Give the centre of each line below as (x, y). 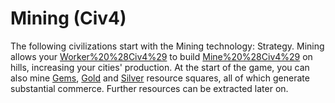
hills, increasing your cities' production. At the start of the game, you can (160, 67)
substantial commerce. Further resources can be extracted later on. (149, 88)
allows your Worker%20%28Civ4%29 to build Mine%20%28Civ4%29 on (161, 56)
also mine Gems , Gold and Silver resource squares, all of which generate (160, 78)
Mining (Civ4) (68, 18)
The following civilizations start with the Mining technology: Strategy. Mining (167, 46)
